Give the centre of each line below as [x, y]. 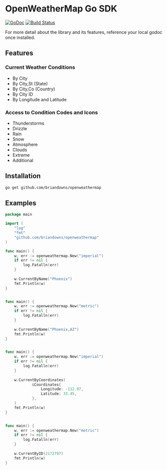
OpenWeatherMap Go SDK [61, 9]
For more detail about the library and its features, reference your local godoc [84, 32]
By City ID [23, 94]
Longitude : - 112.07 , [62, 389]
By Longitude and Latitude [39, 99]
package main [19, 215]
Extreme [21, 155]
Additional [23, 160]
